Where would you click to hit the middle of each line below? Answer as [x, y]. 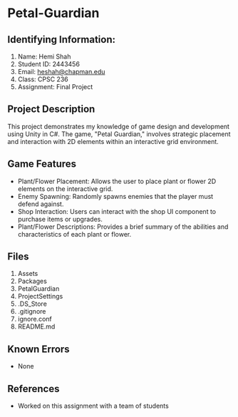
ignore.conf [35, 319]
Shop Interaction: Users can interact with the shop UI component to [117, 211]
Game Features [42, 164]
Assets [28, 274]
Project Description [51, 109]
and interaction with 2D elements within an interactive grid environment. [113, 141]
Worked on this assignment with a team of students [93, 406]
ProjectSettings [40, 297]
